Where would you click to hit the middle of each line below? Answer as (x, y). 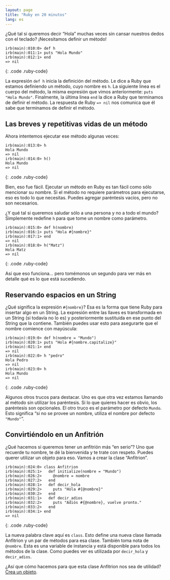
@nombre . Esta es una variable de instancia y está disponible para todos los (83, 545)
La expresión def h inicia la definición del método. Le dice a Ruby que (78, 81)
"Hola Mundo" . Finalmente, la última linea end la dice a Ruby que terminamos (84, 97)
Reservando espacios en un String (61, 295)
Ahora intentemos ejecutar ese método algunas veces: (62, 136)
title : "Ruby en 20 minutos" (36, 15)
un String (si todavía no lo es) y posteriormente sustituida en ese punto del (83, 318)
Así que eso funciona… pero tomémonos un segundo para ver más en (78, 274)
